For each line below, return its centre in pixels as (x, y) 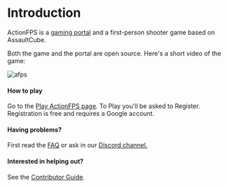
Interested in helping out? (46, 161)
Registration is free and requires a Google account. (81, 114)
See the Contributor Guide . (46, 177)
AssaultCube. (27, 39)
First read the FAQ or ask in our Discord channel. (78, 145)
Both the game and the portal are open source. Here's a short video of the (114, 53)
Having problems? (34, 129)
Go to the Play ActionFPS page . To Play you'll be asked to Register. (104, 106)
